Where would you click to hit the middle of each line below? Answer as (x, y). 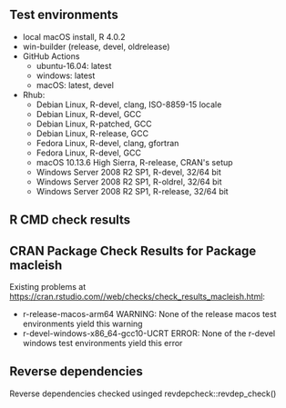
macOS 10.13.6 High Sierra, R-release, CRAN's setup (135, 162)
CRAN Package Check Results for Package (133, 250)
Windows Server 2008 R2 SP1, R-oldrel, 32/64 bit (129, 182)
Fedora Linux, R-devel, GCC (88, 153)
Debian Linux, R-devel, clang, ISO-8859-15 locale (129, 104)
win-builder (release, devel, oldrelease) (96, 46)
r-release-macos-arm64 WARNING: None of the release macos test (149, 314)
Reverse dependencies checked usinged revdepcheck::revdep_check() (143, 393)
